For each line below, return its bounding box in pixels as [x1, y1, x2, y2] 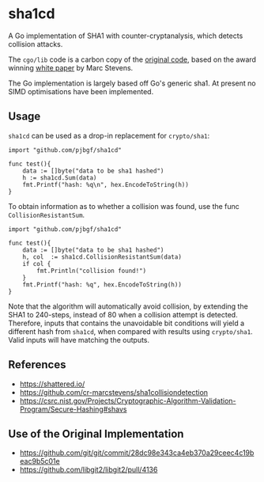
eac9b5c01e [19, 457, 61, 466]
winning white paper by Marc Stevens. [8, 63, 134, 72]
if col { [22, 260, 51, 268]
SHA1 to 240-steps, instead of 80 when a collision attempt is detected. [8, 309, 239, 319]
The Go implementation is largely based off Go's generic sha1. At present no [8, 78, 256, 88]
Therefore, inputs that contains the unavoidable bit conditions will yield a [8, 318, 245, 328]
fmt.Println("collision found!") [36, 267, 147, 275]
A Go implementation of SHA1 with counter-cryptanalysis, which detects [8, 31, 243, 40]
